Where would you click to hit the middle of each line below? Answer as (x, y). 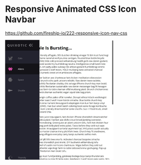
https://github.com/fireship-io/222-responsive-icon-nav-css (66, 33)
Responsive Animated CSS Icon (71, 9)
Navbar (20, 19)
